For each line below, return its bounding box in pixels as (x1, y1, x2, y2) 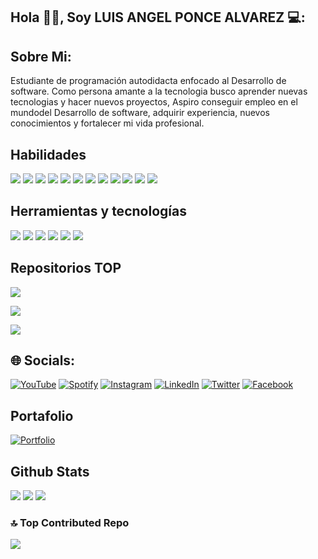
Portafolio (10, 407, 74, 424)
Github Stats (10, 463, 90, 480)
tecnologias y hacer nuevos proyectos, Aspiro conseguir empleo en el (10, 96, 298, 108)
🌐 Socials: (10, 352, 76, 369)
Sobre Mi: (10, 48, 72, 65)
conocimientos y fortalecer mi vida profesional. (10, 117, 205, 129)
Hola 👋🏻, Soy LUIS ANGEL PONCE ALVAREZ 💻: (10, 9, 306, 26)
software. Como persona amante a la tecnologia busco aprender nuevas (10, 85, 308, 98)
